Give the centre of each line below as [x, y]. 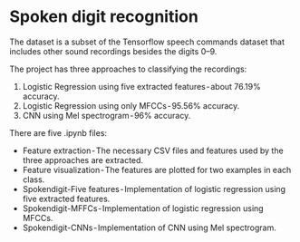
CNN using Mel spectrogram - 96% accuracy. [106, 115]
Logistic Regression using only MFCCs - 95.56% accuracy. [131, 105]
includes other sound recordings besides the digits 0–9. [113, 51]
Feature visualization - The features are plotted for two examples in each [157, 169]
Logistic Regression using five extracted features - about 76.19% [141, 86]
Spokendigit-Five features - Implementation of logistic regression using [154, 189]
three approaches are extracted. [82, 160]
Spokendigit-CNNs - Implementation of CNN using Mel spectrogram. [149, 227]
